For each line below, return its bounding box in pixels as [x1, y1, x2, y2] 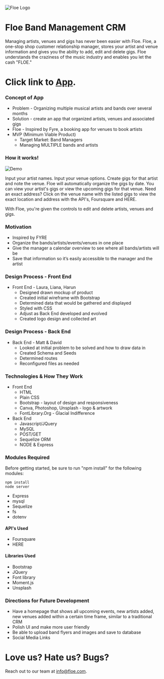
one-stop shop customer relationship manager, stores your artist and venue [5, 43, 158, 49]
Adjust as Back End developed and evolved [19, 311, 107, 317]
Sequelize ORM [19, 436, 51, 442]
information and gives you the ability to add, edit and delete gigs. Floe [5, 48, 146, 54]
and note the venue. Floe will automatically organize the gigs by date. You [5, 180, 154, 186]
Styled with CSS [19, 305, 53, 311]
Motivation [5, 223, 32, 230]
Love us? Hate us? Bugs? [5, 652, 109, 663]
